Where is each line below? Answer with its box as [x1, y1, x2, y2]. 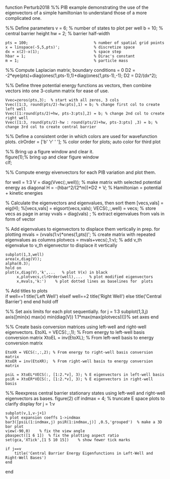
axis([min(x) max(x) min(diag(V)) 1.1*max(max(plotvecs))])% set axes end [5, 314, 159, 320]
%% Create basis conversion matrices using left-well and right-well [5, 324, 147, 330]
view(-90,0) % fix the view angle [5, 429, 85, 434]
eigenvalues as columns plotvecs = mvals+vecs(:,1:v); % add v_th [5, 237, 142, 243]
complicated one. [5, 15, 42, 21]
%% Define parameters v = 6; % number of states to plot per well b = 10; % [5, 25, 163, 31]
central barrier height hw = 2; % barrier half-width [5, 31, 110, 36]
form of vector [5, 216, 36, 222]
